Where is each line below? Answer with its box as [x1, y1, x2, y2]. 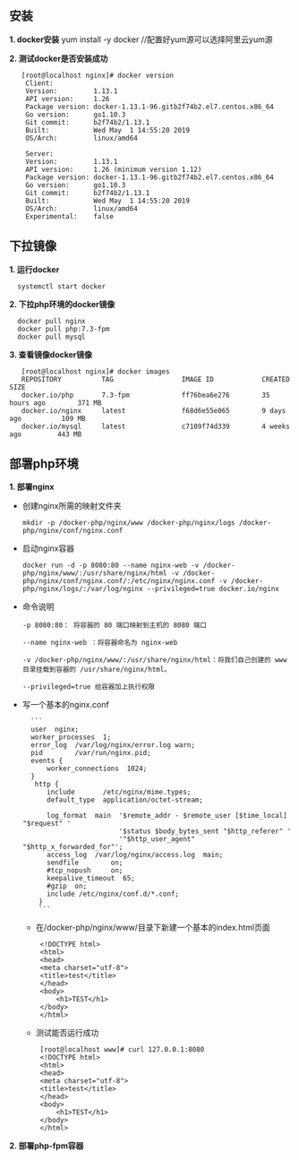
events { [30, 756, 64, 766]
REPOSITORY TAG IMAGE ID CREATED [21, 374, 291, 383]
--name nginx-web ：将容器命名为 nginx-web [21, 639, 178, 648]
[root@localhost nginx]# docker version [21, 71, 175, 80]
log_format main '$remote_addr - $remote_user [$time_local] [46, 812, 288, 821]
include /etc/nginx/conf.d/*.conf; [46, 889, 179, 898]
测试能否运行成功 [35, 1027, 99, 1038]
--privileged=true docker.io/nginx [146, 585, 279, 594]
